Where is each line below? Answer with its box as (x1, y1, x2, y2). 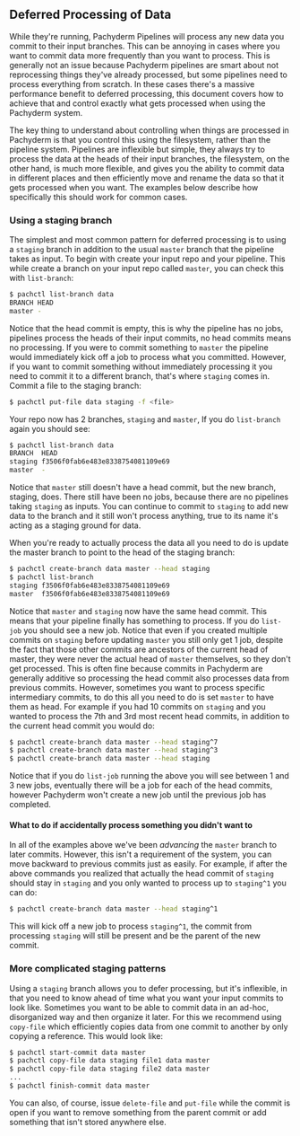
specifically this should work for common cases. (9, 191, 188, 202)
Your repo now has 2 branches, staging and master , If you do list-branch (9, 413, 281, 425)
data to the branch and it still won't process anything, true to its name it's (9, 511, 279, 522)
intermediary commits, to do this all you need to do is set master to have (9, 691, 275, 702)
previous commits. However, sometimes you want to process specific (9, 682, 266, 692)
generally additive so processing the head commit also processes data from (9, 673, 289, 683)
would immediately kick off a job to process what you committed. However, (9, 351, 287, 362)
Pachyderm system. (9, 107, 83, 118)
